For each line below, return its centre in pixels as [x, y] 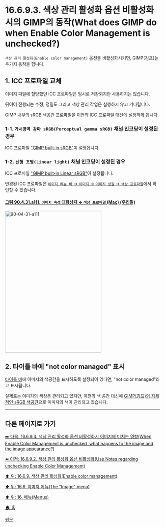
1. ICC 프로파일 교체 [33, 81]
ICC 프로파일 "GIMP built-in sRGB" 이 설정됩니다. [52, 148]
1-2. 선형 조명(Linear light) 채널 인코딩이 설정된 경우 [65, 161]
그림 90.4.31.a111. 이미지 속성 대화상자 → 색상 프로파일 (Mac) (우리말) [70, 202]
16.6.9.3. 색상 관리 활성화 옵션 [63, 10]
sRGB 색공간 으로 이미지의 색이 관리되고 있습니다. [61, 402]
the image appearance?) [30, 449]
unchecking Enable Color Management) [45, 466]
